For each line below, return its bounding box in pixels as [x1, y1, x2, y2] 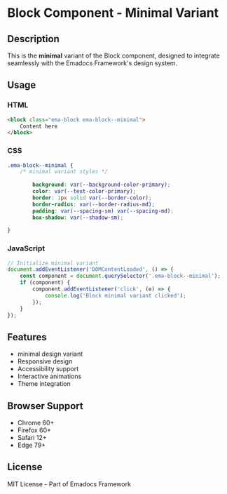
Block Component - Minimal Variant [7, 5, 219, 21]
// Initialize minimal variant [7, 260, 99, 267]
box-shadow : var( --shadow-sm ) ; [32, 214, 124, 221]
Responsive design [17, 357, 73, 366]
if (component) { [20, 279, 71, 286]
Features [7, 331, 47, 343]
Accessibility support [17, 365, 79, 373]
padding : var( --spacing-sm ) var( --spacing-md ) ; [32, 207, 174, 215]
